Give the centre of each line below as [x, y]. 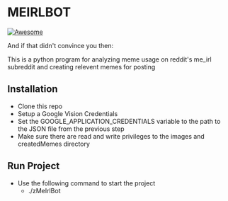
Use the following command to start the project [86, 183]
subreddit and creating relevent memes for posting [81, 67]
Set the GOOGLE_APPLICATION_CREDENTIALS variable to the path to [119, 121]
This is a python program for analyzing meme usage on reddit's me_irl [109, 59]
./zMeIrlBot [44, 190]
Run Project [34, 166]
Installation [33, 89]
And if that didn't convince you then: [61, 45]
